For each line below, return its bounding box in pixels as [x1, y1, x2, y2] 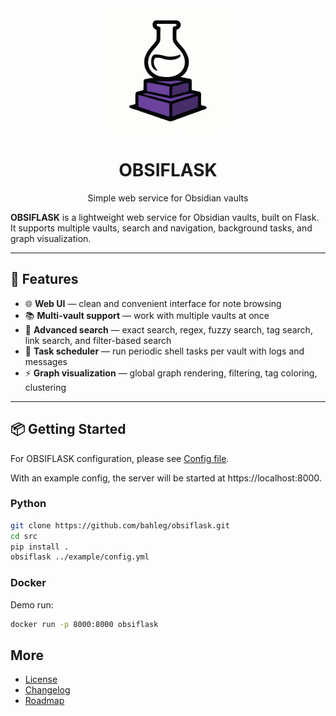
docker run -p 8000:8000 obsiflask [10, 619, 159, 629]
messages [24, 355, 68, 367]
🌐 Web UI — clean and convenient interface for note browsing [24, 297, 282, 309]
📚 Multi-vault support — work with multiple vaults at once [24, 309, 270, 321]
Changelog [24, 684, 71, 696]
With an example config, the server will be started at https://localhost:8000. [10, 472, 322, 484]
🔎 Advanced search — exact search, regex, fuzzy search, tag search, [24, 323, 313, 336]
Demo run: [10, 598, 54, 611]
